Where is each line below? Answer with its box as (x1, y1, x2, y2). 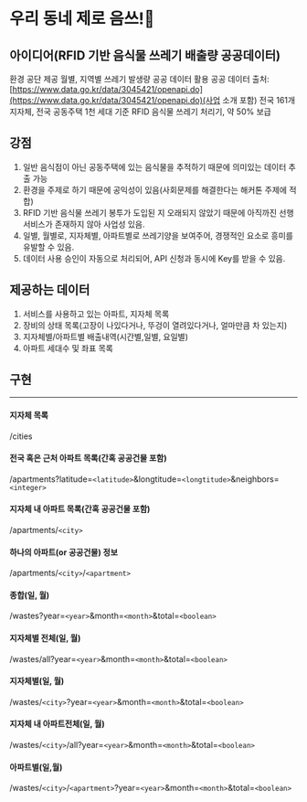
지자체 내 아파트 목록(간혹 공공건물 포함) (9, 504, 151, 515)
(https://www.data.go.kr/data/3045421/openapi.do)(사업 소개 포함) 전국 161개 (9, 95, 295, 105)
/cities (9, 431, 33, 442)
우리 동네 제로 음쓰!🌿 (9, 8, 155, 29)
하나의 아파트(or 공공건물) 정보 (9, 546, 119, 558)
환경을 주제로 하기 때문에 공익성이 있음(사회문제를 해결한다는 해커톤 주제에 (22, 184, 288, 195)
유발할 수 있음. (22, 241, 75, 252)
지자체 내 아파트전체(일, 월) (9, 719, 105, 730)
